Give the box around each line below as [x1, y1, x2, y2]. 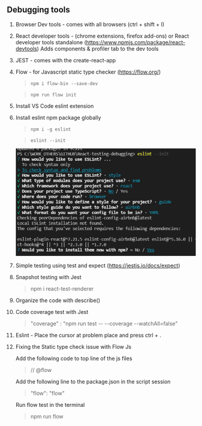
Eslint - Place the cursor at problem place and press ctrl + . [15, 332, 161, 339]
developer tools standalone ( [15, 38, 86, 46]
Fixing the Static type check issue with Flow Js [15, 343, 131, 351]
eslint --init [30, 137, 66, 143]
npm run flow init [30, 92, 77, 98]
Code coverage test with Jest [15, 309, 89, 316]
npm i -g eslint [30, 126, 71, 132]
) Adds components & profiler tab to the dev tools [37, 45, 159, 52]
